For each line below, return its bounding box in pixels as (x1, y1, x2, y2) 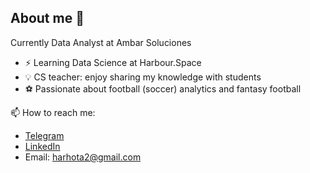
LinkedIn (24, 140, 61, 152)
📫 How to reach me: (10, 106, 96, 118)
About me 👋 (10, 10, 85, 27)
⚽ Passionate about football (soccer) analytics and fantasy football (24, 82, 302, 95)
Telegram (24, 129, 65, 141)
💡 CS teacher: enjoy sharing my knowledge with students (24, 71, 262, 83)
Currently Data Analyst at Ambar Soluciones (10, 36, 192, 48)
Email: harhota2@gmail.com (24, 151, 142, 163)
